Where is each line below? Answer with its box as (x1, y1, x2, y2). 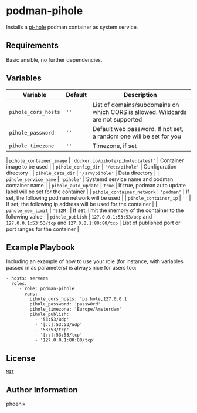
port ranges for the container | (6, 225, 79, 233)
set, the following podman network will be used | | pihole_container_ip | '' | (6, 194, 191, 201)
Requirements (6, 41, 59, 51)
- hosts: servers (6, 276, 49, 281)
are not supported (92, 115, 142, 123)
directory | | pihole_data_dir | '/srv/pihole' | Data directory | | (6, 169, 159, 176)
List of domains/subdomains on (92, 100, 179, 109)
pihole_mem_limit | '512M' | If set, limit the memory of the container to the (6, 207, 184, 214)
